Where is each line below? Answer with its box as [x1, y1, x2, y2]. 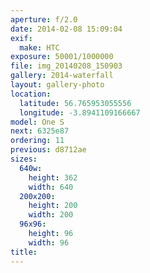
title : [10, 247, 38, 257]
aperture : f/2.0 [10, 14, 78, 25]
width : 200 [28, 210, 74, 220]
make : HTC [19, 42, 60, 53]
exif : [10, 33, 33, 43]
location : [10, 89, 52, 99]
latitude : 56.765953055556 [19, 98, 132, 108]
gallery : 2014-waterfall [10, 71, 114, 81]
